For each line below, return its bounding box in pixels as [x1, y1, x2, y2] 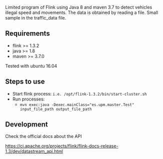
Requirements [5, 29, 50, 38]
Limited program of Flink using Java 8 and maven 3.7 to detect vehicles [5, 4, 152, 10]
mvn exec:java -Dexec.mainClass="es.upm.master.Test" [19, 102, 134, 107]
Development [5, 120, 48, 129]
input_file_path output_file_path [19, 106, 92, 111]
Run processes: [12, 96, 45, 102]
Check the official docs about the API [5, 133, 82, 139]
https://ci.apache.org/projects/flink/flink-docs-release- [5, 143, 118, 149]
